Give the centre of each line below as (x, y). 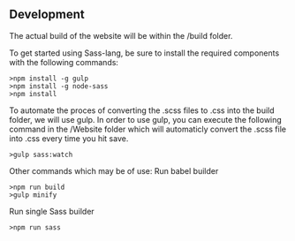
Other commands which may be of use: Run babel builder (114, 170)
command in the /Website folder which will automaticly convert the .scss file (148, 129)
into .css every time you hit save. (69, 138)
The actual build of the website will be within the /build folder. (121, 35)
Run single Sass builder (52, 211)
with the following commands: (64, 62)
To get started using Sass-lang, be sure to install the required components (144, 53)
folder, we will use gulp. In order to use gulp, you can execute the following (146, 119)
